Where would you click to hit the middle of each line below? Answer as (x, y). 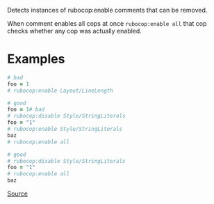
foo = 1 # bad (26, 110)
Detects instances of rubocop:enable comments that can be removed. (107, 10)
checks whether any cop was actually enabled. (75, 31)
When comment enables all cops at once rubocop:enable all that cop (107, 23)
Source (17, 194)
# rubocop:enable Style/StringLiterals (65, 129)
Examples (36, 59)
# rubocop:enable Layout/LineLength (60, 91)
